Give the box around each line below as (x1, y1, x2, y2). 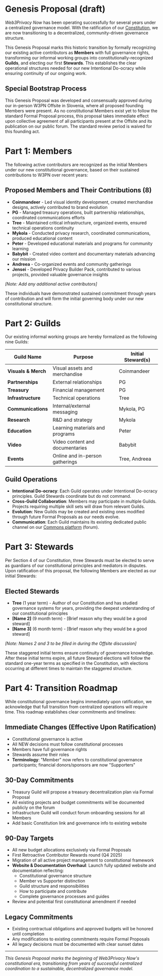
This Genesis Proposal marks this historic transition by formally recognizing (5, 44, 156, 50)
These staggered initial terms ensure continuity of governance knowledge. (5, 650, 154, 656)
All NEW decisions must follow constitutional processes (12, 741, 123, 747)
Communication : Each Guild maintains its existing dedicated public (12, 519, 147, 525)
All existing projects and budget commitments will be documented (12, 799, 145, 805)
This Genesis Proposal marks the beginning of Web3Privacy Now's (5, 956, 140, 961)
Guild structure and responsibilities (19, 883, 89, 889)
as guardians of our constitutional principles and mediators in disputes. (5, 563, 147, 568)
